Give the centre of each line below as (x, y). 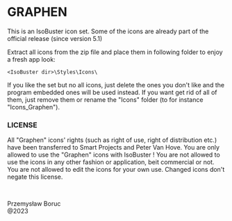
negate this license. (35, 177)
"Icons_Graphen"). (34, 107)
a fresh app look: (31, 59)
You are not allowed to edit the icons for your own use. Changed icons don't (116, 170)
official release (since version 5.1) (55, 38)
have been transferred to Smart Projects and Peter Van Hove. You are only (114, 148)
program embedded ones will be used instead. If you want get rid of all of (112, 92)
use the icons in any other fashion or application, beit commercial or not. (111, 162)
